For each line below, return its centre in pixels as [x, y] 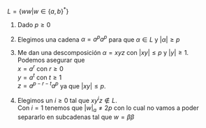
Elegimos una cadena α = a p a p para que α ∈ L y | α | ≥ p [98, 39]
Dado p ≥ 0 [34, 24]
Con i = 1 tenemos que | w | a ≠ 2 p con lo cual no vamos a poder [108, 109]
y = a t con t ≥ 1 [39, 77]
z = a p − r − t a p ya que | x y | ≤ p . [61, 85]
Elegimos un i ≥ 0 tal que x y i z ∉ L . [67, 100]
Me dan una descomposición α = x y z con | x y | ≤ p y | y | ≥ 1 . [103, 53]
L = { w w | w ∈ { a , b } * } [38, 11]
